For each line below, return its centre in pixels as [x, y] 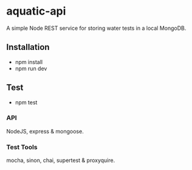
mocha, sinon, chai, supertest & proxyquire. [61, 160]
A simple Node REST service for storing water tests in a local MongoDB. [96, 28]
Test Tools [22, 147]
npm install [29, 62]
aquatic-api [36, 11]
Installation [28, 47]
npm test [26, 102]
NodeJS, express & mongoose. [45, 131]
